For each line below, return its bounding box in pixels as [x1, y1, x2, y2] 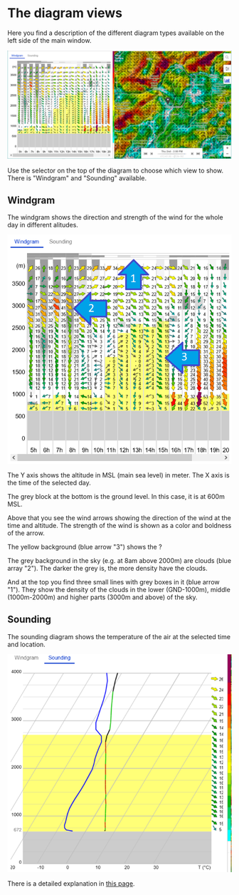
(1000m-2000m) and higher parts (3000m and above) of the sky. [7, 593, 198, 601]
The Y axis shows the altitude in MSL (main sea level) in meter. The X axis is [7, 471, 230, 480]
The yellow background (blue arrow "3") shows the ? [7, 543, 162, 552]
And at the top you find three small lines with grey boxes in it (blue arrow [7, 578, 220, 586]
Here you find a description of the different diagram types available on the [7, 29, 225, 37]
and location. [7, 640, 46, 648]
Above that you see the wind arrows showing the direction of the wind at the [7, 514, 231, 522]
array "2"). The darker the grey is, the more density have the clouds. [7, 564, 208, 573]
